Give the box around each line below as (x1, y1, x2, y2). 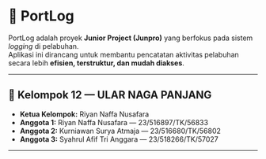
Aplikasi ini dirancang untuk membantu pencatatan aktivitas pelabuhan (8, 50, 239, 59)
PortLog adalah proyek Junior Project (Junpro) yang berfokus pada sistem (8, 33, 253, 43)
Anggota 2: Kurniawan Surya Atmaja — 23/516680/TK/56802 (19, 126, 222, 135)
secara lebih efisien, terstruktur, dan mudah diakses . (8, 58, 184, 68)
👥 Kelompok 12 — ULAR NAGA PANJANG (8, 88, 212, 102)
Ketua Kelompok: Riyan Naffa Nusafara (19, 109, 150, 119)
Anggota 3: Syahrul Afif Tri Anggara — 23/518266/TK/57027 (19, 134, 219, 144)
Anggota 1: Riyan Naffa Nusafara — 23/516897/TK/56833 (19, 117, 208, 127)
